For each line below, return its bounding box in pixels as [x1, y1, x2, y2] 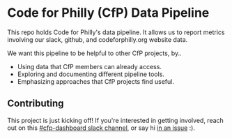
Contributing [7, 98, 64, 110]
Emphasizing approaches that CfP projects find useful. [17, 77, 175, 85]
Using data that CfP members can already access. [17, 62, 162, 71]
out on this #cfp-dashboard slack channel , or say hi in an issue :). [7, 124, 195, 132]
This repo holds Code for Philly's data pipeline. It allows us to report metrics [7, 28, 225, 36]
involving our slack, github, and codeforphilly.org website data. [7, 35, 188, 43]
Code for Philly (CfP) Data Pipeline [7, 5, 210, 21]
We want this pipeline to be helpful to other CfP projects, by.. [7, 49, 183, 57]
